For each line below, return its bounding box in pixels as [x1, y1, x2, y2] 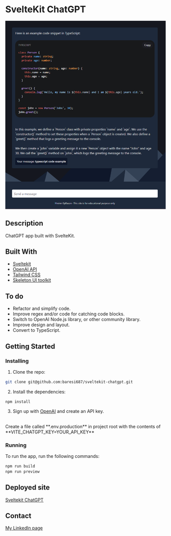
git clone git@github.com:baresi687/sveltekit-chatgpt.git [5, 379, 133, 384]
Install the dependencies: [12, 388, 66, 395]
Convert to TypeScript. [12, 327, 61, 333]
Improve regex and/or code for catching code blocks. [12, 311, 125, 317]
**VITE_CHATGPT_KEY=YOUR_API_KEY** [5, 429, 95, 435]
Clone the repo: [12, 369, 46, 375]
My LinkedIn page [5, 525, 43, 531]
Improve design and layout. [12, 322, 70, 328]
